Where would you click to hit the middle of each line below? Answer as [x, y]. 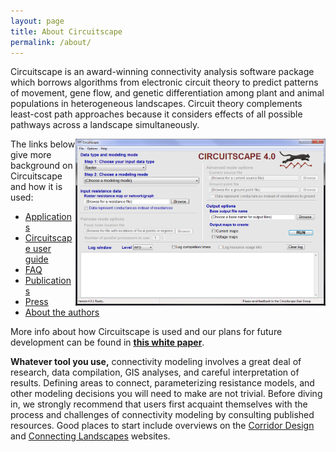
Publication [48, 281]
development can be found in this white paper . [107, 342]
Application [48, 217]
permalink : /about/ [51, 42]
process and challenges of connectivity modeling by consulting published [162, 415]
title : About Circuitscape [66, 31]
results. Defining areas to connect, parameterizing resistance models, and [162, 383]
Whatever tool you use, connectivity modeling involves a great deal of [156, 362]
